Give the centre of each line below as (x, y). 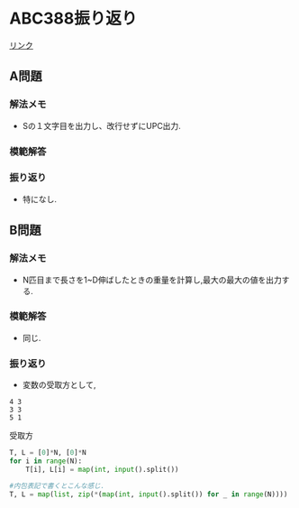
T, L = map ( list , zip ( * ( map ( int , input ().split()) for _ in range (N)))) (149, 494)
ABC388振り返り (73, 18)
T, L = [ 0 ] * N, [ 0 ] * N (48, 453)
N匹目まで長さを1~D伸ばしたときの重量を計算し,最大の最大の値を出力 (152, 280)
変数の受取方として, (59, 385)
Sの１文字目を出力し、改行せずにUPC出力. (102, 125)
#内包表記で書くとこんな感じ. (57, 485)
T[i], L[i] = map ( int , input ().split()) (102, 469)
